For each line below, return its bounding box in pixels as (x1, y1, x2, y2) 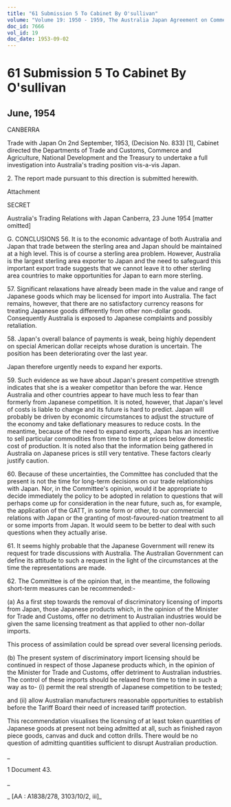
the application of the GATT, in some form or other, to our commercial (7, 507, 204, 515)
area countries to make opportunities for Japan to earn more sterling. (7, 271, 203, 280)
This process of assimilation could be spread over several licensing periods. (7, 640, 223, 649)
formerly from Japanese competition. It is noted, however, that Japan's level (7, 398, 223, 406)
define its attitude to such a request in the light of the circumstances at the (7, 556, 219, 565)
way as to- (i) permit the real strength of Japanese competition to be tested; (7, 683, 223, 691)
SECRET (7, 201, 31, 209)
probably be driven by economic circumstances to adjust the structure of (7, 412, 214, 421)
